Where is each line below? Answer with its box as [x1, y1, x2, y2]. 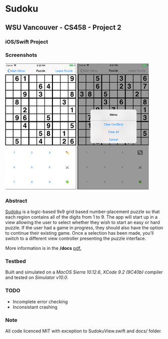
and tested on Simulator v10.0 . [5, 275, 69, 281]
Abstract [5, 197, 28, 204]
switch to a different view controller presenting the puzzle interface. [5, 235, 146, 242]
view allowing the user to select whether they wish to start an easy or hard [5, 220, 160, 226]
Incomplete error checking [12, 298, 68, 305]
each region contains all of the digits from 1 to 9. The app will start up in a [5, 214, 158, 220]
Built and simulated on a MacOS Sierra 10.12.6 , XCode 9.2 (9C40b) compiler [5, 269, 163, 275]
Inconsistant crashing [12, 304, 58, 310]
